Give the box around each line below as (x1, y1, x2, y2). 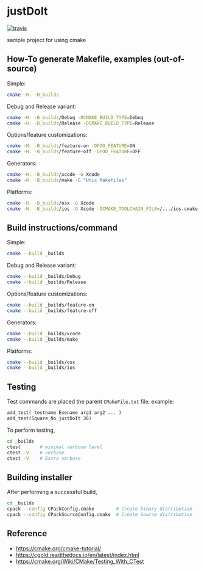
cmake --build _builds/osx (7, 359, 76, 365)
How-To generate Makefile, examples (7, 54, 152, 65)
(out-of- (153, 54, 185, 65)
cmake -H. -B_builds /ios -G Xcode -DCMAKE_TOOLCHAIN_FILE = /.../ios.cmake (7, 206, 199, 212)
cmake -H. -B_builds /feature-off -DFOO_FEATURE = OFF (7, 148, 141, 155)
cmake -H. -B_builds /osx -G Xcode (7, 200, 95, 206)
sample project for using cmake (7, 36, 86, 43)
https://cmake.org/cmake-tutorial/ (15, 545, 101, 552)
